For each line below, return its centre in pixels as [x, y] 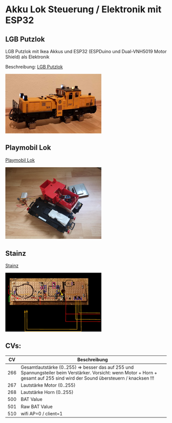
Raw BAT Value [37, 406]
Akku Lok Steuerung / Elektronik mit [83, 9]
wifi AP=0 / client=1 [42, 413]
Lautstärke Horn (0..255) [47, 392]
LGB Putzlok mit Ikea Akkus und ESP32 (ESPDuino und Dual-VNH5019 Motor [86, 51]
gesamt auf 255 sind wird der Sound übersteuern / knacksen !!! [88, 378]
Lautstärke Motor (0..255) [48, 385]
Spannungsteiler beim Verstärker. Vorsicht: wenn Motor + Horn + [89, 372]
